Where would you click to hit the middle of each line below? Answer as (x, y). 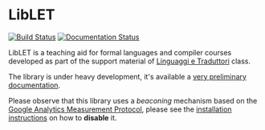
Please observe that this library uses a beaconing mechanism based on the (133, 100)
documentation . (35, 85)
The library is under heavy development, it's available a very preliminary (128, 76)
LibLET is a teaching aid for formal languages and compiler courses (120, 52)
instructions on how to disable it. (63, 117)
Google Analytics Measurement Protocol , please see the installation (120, 109)
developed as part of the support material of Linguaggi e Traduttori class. (130, 61)
